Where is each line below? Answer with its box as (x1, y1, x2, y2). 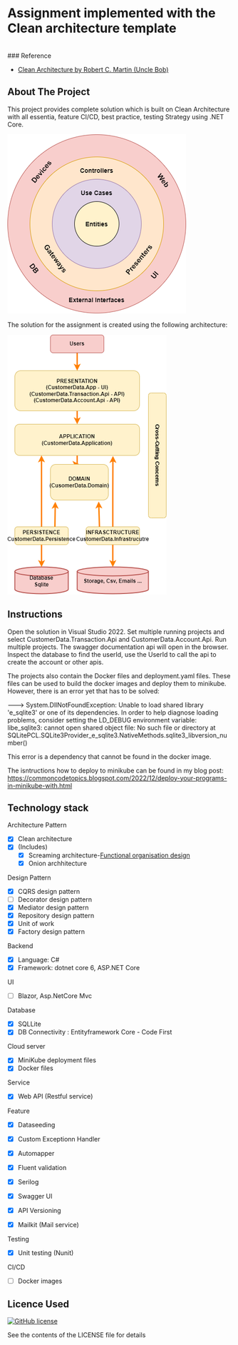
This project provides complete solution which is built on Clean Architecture (7, 105, 230, 114)
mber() (7, 738, 28, 747)
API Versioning (17, 1206, 62, 1214)
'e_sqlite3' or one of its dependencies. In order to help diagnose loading (7, 708, 219, 717)
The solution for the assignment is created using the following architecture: (7, 320, 228, 329)
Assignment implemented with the (7, 5, 216, 21)
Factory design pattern (17, 927, 86, 936)
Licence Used (7, 1298, 70, 1310)
